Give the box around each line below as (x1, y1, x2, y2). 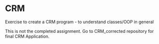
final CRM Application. (5, 33, 50, 39)
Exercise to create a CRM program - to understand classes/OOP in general (5, 19, 154, 25)
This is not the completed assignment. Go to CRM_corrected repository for (5, 28, 154, 34)
